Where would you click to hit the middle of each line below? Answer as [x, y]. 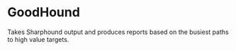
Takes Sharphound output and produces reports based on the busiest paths [118, 32]
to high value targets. [38, 39]
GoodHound [44, 12]
